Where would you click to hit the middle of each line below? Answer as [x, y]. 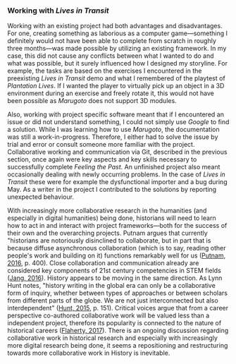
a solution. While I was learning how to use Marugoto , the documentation [113, 130]
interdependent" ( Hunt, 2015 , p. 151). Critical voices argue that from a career [118, 308]
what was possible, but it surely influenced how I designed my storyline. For [117, 63]
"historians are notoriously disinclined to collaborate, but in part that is [109, 241]
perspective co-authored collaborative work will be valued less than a [108, 315]
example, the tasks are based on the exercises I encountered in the [105, 71]
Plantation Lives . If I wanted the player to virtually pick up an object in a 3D [116, 86]
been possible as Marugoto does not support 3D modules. [92, 101]
